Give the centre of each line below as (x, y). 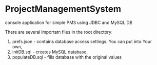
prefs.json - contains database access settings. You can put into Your (82, 41)
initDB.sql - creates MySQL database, (50, 52)
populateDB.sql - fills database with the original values (67, 57)
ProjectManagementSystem (63, 9)
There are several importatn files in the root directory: (59, 32)
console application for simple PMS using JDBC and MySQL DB (69, 22)
